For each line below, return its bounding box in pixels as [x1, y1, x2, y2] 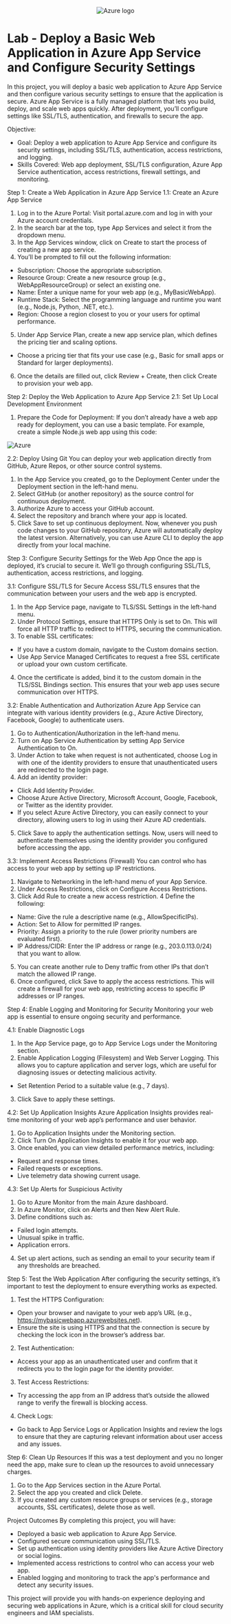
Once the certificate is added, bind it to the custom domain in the [16, 673, 201, 681]
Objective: [7, 124, 36, 133]
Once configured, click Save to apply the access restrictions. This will [16, 977, 214, 985]
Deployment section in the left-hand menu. [16, 482, 139, 490]
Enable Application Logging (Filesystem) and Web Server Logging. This [16, 1053, 219, 1062]
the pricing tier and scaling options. [16, 338, 118, 346]
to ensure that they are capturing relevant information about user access [16, 1432, 223, 1440]
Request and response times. [16, 1156, 100, 1165]
